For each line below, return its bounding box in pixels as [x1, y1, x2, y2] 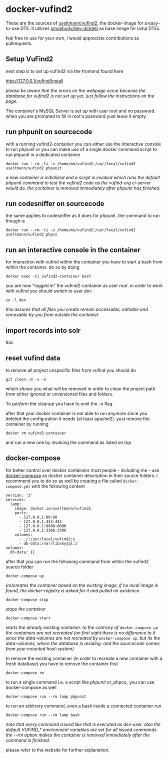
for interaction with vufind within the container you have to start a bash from [5, 259, 163, 265]
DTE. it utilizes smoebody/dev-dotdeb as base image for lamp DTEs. [20, 25, 161, 31]
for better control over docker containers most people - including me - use [5, 467, 159, 473]
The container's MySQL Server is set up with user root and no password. [5, 107, 156, 113]
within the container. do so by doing [5, 264, 79, 270]
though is [5, 218, 25, 224]
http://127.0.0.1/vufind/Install [5, 77, 63, 83]
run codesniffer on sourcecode [5, 199, 104, 208]
